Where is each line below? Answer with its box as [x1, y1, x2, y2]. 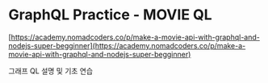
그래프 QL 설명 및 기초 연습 [8, 66, 94, 76]
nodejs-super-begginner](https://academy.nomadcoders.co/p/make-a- [8, 40, 246, 50]
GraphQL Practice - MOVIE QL [8, 6, 212, 24]
